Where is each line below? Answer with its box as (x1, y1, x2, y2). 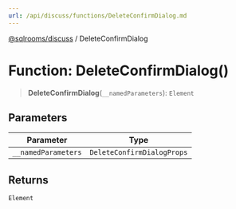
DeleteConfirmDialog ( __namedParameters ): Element (27, 88, 195, 97)
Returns (8, 173, 49, 187)
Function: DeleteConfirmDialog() (8, 61, 230, 80)
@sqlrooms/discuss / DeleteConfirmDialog (8, 34, 149, 43)
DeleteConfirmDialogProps (89, 148, 188, 157)
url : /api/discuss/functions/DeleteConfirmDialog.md (8, 11, 187, 20)
